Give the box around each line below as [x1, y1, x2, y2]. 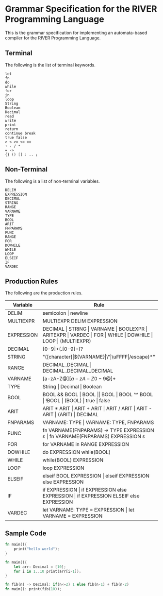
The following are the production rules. [5, 290, 83, 296]
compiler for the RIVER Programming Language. [5, 35, 101, 41]
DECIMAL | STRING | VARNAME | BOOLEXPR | [42, 325, 148, 332]
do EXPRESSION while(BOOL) [42, 449, 111, 456]
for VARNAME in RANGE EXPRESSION [42, 441, 130, 448]
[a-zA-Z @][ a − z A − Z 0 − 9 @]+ [42, 375, 116, 382]
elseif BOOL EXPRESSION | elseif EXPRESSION [42, 473, 149, 479]
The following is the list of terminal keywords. [5, 62, 96, 68]
